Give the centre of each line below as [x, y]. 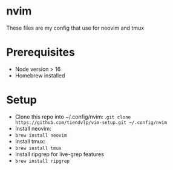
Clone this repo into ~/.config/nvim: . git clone [73, 117]
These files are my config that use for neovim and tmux [75, 28]
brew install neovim [41, 135]
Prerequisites [41, 52]
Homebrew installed [40, 75]
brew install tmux [38, 148]
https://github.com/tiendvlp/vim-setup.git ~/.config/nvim [91, 122]
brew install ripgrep [42, 161]
